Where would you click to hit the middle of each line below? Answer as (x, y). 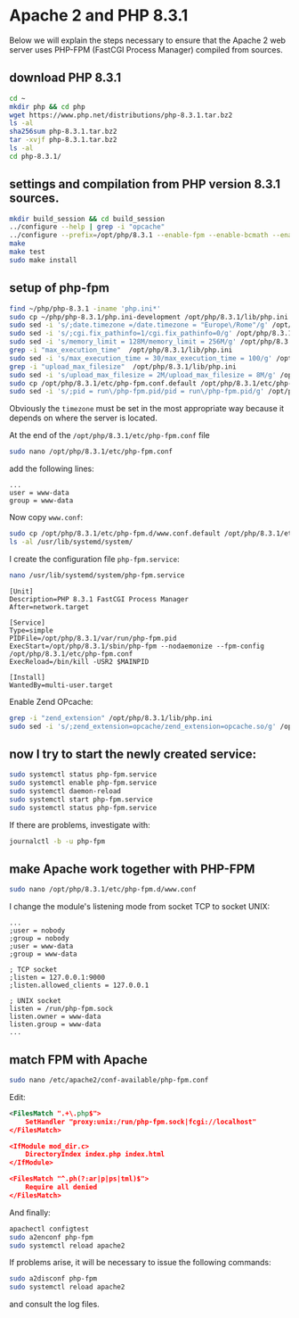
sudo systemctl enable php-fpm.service (83, 783)
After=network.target (49, 607)
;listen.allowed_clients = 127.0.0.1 (79, 986)
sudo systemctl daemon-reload (65, 792)
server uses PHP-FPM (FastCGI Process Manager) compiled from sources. (146, 49)
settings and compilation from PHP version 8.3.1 (145, 184)
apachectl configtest (49, 1229)
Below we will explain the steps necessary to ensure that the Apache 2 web (148, 40)
